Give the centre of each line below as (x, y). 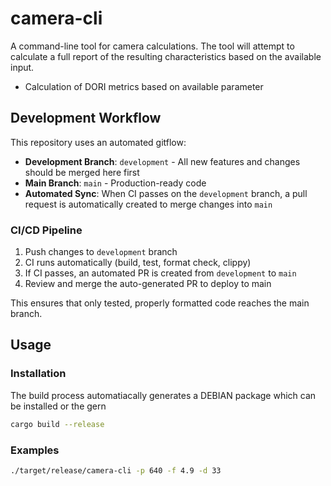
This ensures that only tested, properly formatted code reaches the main (160, 303)
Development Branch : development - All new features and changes (162, 161)
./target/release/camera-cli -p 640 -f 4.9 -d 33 (116, 470)
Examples (35, 450)
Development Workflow (86, 118)
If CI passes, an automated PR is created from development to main (160, 273)
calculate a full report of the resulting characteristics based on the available (166, 56)
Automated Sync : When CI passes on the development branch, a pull (166, 193)
